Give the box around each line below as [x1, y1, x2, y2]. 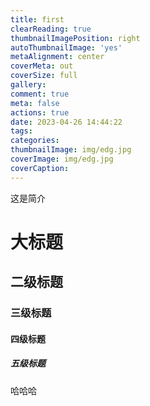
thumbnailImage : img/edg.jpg [10, 145, 132, 155]
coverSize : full [10, 71, 78, 81]
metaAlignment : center [10, 52, 105, 62]
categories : [10, 136, 60, 146]
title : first [10, 14, 65, 25]
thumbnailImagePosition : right [10, 33, 141, 43]
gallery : [10, 80, 47, 90]
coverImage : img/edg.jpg [10, 154, 114, 164]
